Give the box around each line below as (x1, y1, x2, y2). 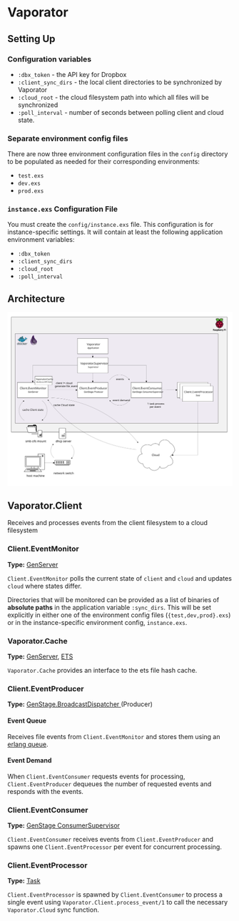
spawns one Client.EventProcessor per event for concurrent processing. (7, 843, 223, 851)
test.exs (17, 173, 44, 180)
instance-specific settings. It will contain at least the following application (7, 228, 223, 236)
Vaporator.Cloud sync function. (7, 905, 100, 914)
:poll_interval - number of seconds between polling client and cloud (17, 108, 224, 116)
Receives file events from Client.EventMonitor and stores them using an (7, 732, 220, 741)
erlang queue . (7, 740, 49, 748)
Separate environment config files (7, 133, 128, 143)
